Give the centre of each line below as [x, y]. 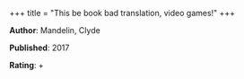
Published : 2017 [39, 48]
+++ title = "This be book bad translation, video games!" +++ [122, 13]
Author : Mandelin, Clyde [55, 30]
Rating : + [26, 65]
